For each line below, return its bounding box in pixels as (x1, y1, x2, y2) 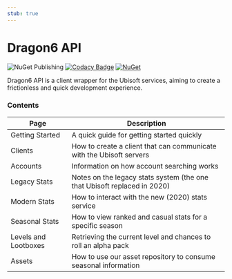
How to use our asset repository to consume (71, 251, 215, 261)
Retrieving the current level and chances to (71, 232, 211, 242)
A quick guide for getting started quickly (71, 130, 202, 139)
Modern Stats (10, 196, 55, 206)
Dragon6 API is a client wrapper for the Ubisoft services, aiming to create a (7, 76, 221, 84)
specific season (71, 220, 123, 230)
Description (126, 118, 166, 128)
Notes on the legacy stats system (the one (71, 172, 209, 182)
